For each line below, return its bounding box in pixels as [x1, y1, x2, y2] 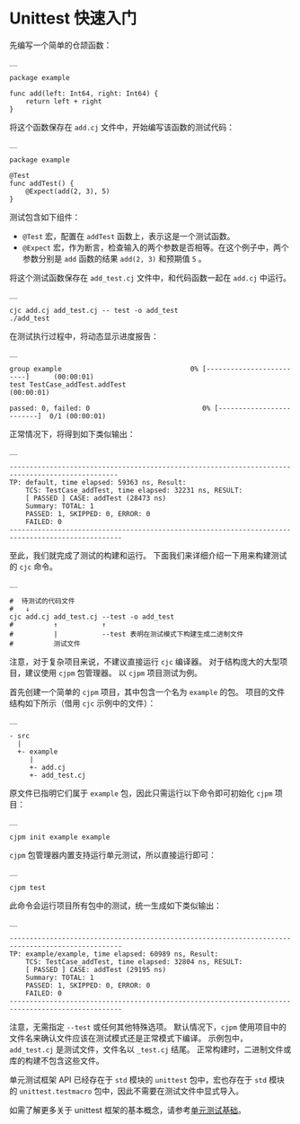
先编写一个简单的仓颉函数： [9, 40, 112, 50]
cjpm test [9, 883, 47, 892]
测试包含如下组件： [9, 211, 81, 222]
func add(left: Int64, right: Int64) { [9, 89, 159, 98]
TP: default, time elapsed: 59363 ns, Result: [9, 477, 187, 486]
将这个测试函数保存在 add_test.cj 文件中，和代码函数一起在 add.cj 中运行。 [9, 272, 292, 283]
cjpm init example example [9, 833, 110, 842]
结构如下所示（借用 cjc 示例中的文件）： [9, 698, 156, 709]
